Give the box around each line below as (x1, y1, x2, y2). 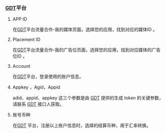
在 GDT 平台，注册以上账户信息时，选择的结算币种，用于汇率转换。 (12, 122, 151, 128)
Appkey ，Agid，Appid (12, 84, 60, 90)
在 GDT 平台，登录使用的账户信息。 (12, 74, 84, 80)
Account (12, 63, 30, 69)
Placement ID (12, 37, 41, 43)
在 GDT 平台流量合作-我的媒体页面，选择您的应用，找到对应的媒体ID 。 (12, 27, 157, 33)
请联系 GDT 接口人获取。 (12, 101, 64, 107)
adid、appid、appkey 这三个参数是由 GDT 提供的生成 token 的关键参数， (12, 95, 163, 101)
